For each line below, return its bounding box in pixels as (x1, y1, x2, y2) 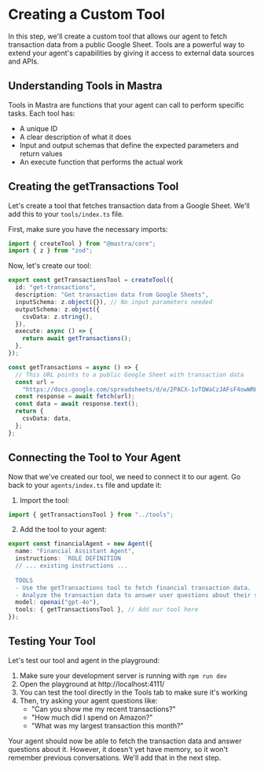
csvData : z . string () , (22, 313, 93, 321)
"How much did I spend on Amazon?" (31, 713, 153, 722)
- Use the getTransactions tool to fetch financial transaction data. (15, 584, 251, 592)
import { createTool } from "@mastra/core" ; (8, 240, 156, 247)
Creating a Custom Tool (8, 5, 165, 24)
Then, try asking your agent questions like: (19, 695, 159, 705)
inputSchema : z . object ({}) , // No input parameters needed (15, 298, 213, 306)
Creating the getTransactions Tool (8, 180, 179, 193)
